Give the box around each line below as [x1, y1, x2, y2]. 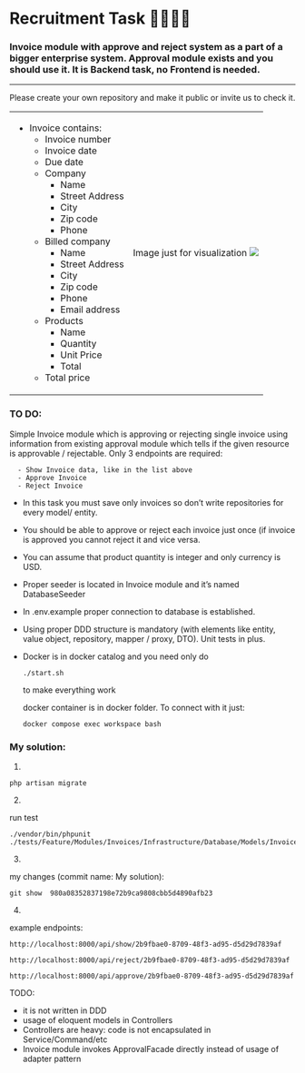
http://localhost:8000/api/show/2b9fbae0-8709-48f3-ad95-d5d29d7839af [9, 940, 282, 950]
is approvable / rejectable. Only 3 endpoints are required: [9, 448, 223, 458]
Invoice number [44, 133, 112, 146]
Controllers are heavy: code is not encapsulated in [22, 1025, 212, 1036]
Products [44, 315, 84, 328]
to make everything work [22, 684, 116, 695]
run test [9, 812, 39, 823]
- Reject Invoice [17, 481, 84, 490]
